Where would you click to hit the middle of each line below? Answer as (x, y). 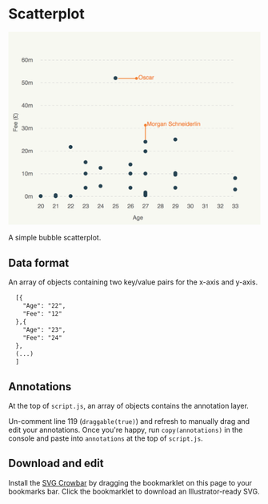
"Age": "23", (44, 330)
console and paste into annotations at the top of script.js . (106, 438)
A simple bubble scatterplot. (55, 238)
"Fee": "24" (42, 338)
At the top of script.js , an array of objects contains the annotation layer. (129, 405)
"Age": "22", (44, 306)
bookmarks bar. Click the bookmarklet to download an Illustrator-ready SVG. (134, 491)
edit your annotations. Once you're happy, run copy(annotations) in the (126, 429)
